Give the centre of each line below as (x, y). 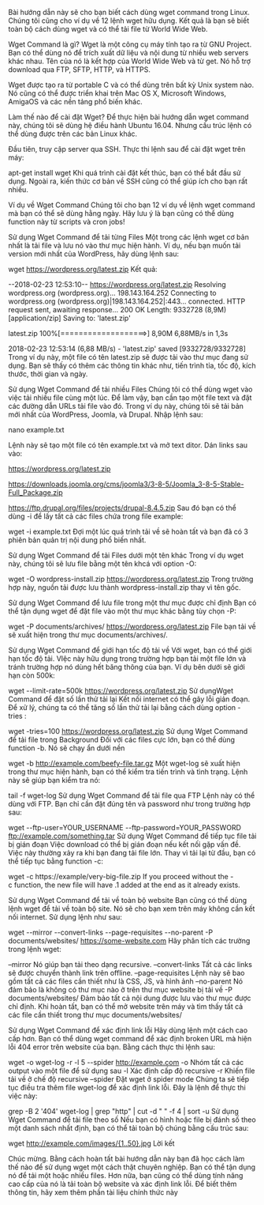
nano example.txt (36, 430)
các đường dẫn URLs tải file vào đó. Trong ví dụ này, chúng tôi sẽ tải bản (126, 406)
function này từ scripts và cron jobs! (67, 222)
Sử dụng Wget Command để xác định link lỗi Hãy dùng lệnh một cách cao (128, 1030)
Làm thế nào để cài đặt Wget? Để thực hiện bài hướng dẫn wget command (129, 117)
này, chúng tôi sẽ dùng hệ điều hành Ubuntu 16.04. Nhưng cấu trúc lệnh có (130, 125)
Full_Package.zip (35, 493)
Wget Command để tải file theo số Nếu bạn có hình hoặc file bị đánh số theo (132, 1120)
